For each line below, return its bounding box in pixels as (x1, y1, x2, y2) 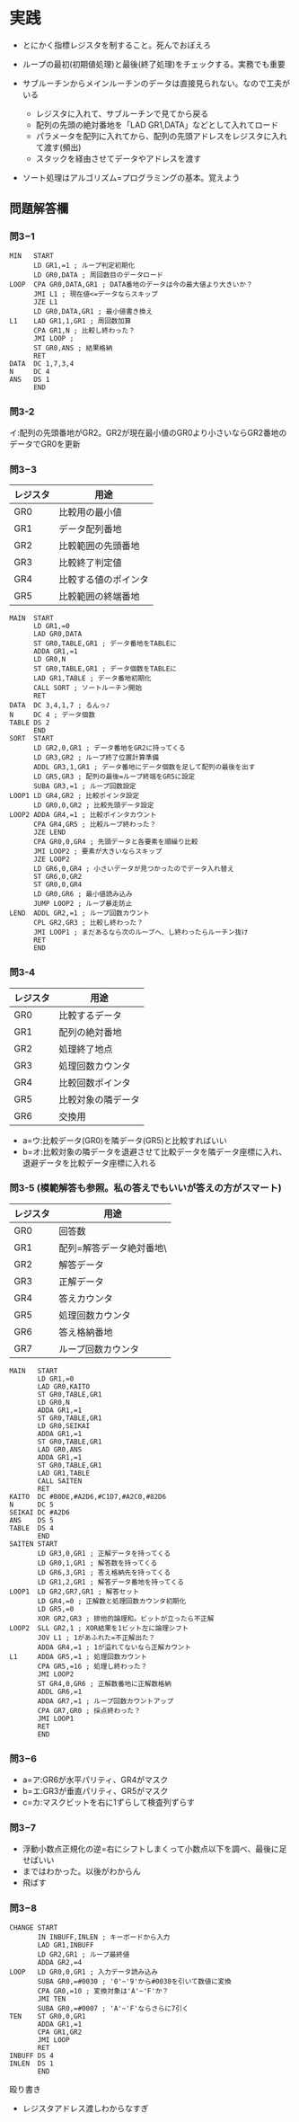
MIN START (9, 251, 54, 261)
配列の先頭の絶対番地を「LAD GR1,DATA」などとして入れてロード (35, 119, 279, 130)
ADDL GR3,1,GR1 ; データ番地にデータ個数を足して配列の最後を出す (32, 763, 256, 772)
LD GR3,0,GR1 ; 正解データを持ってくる (37, 1549, 171, 1558)
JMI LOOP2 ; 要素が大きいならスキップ (32, 847, 163, 857)
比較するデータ (58, 1008, 123, 1021)
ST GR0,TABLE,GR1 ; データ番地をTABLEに (32, 639, 177, 648)
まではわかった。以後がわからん (22, 1866, 141, 1877)
